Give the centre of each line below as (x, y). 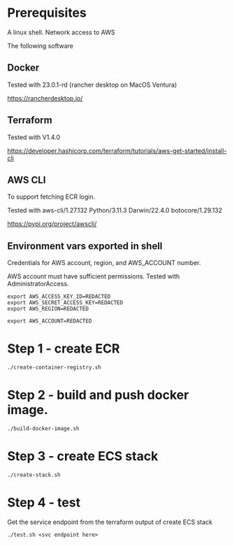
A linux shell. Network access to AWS (61, 32)
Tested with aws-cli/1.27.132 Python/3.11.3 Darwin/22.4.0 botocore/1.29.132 (115, 211)
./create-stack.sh (34, 475)
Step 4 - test (44, 503)
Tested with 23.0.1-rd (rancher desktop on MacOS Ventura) (92, 85)
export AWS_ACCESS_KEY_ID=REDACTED (59, 297)
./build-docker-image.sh (43, 429)
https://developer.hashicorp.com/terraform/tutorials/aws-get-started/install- (117, 150)
